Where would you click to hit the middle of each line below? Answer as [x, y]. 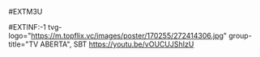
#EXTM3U [26, 12]
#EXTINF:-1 [28, 27]
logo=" [20, 36]
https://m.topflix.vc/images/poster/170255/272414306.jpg [128, 36]
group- [241, 36]
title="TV [23, 44]
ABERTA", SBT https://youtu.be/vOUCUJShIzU [117, 44]
